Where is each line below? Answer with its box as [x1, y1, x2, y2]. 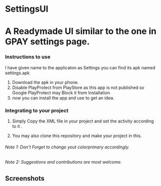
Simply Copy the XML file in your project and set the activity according [12, 118, 154, 124]
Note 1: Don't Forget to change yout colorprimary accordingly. [5, 144, 130, 150]
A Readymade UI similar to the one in [5, 26, 157, 37]
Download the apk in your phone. [12, 79, 79, 85]
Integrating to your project [5, 107, 69, 114]
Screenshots [5, 174, 45, 183]
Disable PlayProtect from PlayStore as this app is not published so [12, 84, 144, 90]
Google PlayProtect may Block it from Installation [12, 89, 110, 96]
